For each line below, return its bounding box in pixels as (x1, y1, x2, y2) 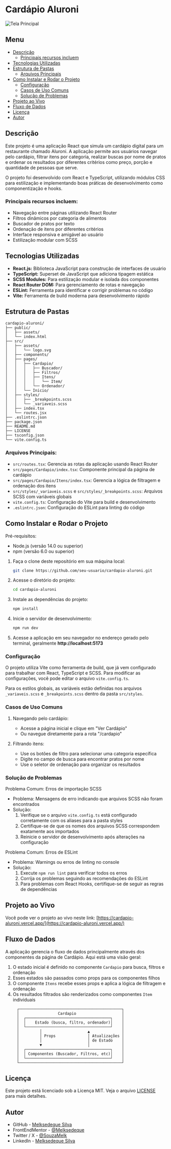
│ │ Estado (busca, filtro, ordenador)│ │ (16, 1020, 125, 1025)
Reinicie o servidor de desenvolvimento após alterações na (20, 834, 145, 840)
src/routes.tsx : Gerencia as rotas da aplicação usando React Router (12, 461, 158, 467)
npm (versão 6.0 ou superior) (12, 548, 75, 554)
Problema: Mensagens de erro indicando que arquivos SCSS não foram (12, 795, 163, 802)
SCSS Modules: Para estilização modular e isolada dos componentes (12, 276, 159, 282)
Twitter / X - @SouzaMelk (12, 1133, 67, 1139)
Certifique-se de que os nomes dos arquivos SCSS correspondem (20, 823, 160, 829)
